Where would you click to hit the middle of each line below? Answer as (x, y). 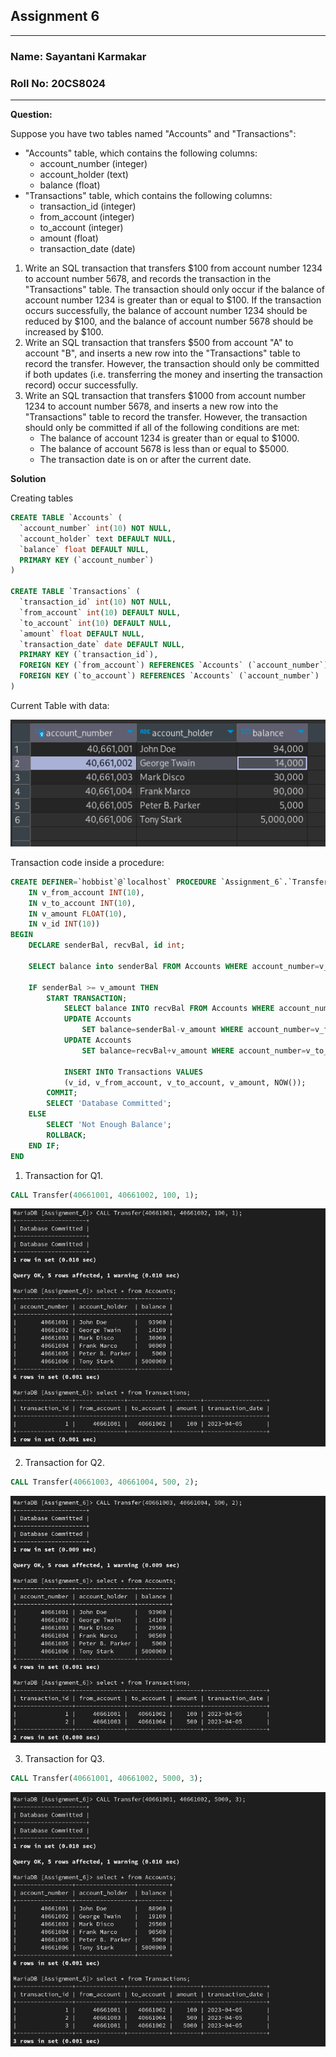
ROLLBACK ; (66, 1135)
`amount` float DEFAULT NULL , (82, 634)
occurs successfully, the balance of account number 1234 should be (166, 311)
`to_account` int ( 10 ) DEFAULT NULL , (95, 623)
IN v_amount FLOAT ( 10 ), (78, 914)
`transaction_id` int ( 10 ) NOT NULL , (95, 602)
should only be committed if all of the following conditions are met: (162, 428)
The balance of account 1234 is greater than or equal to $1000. (169, 438)
